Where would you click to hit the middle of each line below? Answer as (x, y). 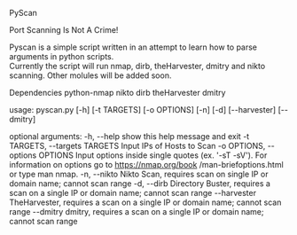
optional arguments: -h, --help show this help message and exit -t (129, 136)
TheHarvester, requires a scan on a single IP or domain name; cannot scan (145, 202)
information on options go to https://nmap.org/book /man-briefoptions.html (146, 164)
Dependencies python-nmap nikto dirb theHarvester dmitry (117, 93)
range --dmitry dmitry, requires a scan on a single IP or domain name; (137, 211)
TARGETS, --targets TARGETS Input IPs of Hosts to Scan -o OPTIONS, (137, 146)
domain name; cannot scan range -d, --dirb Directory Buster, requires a (140, 184)
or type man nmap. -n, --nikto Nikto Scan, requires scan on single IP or (139, 174)
